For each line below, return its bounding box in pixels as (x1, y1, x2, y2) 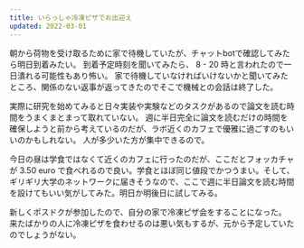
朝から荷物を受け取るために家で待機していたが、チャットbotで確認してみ (9, 47, 283, 59)
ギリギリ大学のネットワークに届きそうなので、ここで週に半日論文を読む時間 (9, 176, 295, 187)
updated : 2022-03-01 (9, 22, 88, 31)
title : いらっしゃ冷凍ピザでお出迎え (9, 13, 133, 23)
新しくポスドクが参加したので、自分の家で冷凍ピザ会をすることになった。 (9, 207, 287, 217)
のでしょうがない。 (9, 229, 81, 240)
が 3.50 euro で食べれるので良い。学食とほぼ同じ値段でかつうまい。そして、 (9, 164, 295, 176)
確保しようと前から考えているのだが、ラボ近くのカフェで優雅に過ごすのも (9, 123, 287, 133)
